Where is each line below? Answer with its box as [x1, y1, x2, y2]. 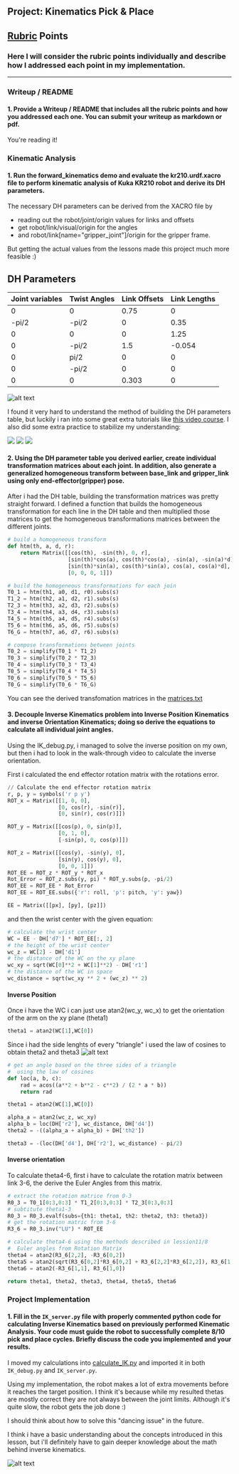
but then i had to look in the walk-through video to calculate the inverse [7, 748, 216, 757]
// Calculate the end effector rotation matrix [7, 783, 152, 791]
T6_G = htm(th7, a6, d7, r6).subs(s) [7, 628, 119, 636]
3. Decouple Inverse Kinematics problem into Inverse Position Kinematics [7, 710, 229, 718]
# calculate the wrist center [7, 929, 97, 936]
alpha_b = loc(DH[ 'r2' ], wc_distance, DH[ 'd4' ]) [7, 1121, 154, 1128]
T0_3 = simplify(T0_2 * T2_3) [7, 654, 97, 662]
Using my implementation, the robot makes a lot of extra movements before [7, 1379, 229, 1388]
